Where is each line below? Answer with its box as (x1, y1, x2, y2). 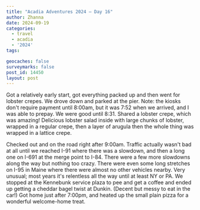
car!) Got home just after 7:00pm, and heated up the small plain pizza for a (6, 192, 189, 199)
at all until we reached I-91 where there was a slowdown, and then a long (6, 147, 185, 155)
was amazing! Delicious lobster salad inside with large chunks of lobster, (6, 117, 185, 124)
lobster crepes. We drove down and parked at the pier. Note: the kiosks (6, 98, 181, 105)
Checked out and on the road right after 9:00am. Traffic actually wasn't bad (6, 141, 192, 148)
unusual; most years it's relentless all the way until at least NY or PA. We (6, 172, 183, 180)
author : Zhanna (6, 14, 44, 20)
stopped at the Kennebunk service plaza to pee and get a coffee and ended (6, 179, 192, 186)
